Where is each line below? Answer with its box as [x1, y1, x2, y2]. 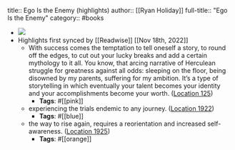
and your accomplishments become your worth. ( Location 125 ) [28, 89, 214, 97]
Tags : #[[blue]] [39, 112, 84, 120]
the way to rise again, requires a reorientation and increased [28, 119, 206, 128]
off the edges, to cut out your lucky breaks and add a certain [28, 51, 207, 59]
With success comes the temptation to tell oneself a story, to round [28, 44, 226, 52]
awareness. [28, 127, 63, 135]
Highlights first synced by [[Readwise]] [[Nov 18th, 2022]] [17, 36, 189, 44]
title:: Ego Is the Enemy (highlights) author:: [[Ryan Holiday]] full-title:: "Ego [7, 6, 228, 14]
